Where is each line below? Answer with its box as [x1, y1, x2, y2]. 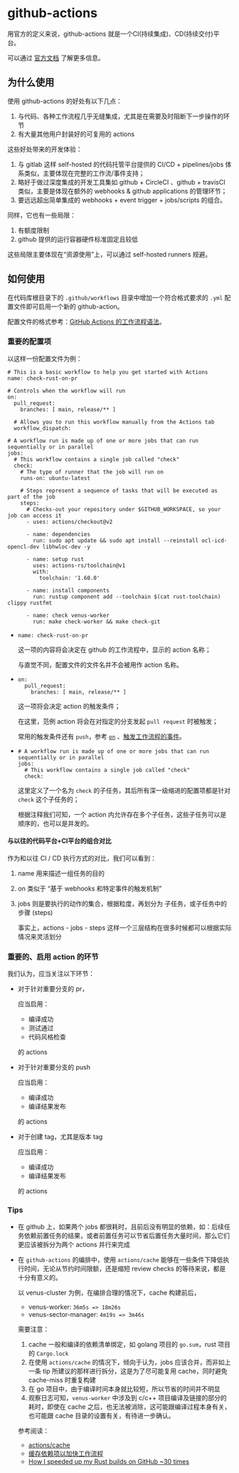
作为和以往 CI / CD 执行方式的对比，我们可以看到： [7, 854, 157, 863]
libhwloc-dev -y [42, 543, 91, 550]
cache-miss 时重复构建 [28, 1375, 96, 1384]
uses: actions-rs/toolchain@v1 [33, 562, 126, 569]
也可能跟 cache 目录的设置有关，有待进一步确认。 [28, 1411, 175, 1420]
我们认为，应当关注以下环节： [7, 970, 95, 978]
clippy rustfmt [7, 599, 53, 607]
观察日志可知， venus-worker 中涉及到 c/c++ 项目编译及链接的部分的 [28, 1393, 227, 1402]
